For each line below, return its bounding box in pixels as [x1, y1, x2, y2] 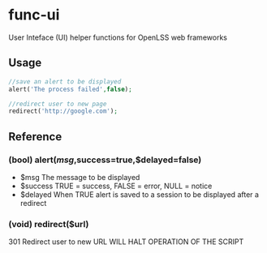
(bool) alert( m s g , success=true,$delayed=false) [8, 154, 202, 165]
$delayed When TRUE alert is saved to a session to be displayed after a [19, 189, 260, 199]
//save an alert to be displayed [8, 77, 122, 86]
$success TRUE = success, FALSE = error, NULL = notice [19, 181, 213, 191]
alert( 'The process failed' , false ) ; [8, 85, 132, 93]
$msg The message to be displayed [19, 172, 140, 182]
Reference [8, 130, 62, 144]
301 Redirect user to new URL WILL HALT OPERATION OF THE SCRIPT [8, 237, 244, 247]
